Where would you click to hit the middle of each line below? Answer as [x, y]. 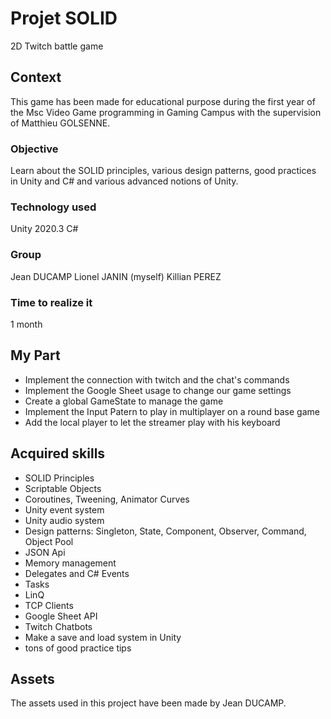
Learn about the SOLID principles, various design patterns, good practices [163, 171]
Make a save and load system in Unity [103, 637]
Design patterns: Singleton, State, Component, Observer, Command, [165, 531]
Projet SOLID [64, 18]
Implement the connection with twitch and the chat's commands [157, 379]
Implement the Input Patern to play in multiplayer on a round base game [172, 411]
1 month [26, 324]
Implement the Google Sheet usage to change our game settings [158, 390]
